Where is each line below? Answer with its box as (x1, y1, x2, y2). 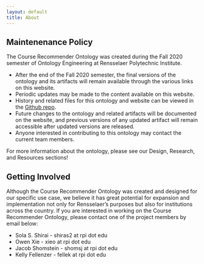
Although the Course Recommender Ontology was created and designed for (6, 188, 198, 195)
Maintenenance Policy (6, 37, 93, 47)
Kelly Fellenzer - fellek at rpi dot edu (15, 251, 107, 259)
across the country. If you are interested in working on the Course (6, 207, 172, 214)
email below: (6, 220, 38, 228)
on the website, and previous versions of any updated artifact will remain (15, 117, 198, 124)
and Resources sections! (6, 154, 68, 161)
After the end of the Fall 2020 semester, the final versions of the (15, 71, 177, 79)
